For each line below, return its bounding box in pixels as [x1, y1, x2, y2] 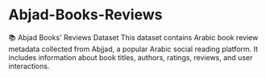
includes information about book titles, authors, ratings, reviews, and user [8, 52, 253, 62]
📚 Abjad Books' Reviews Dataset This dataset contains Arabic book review [8, 32, 259, 42]
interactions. [8, 61, 50, 71]
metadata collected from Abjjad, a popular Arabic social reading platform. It [8, 44, 259, 54]
